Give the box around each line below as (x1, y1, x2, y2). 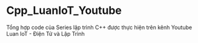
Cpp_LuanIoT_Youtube (6, 4, 122, 18)
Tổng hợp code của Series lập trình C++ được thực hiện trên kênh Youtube (6, 24, 193, 31)
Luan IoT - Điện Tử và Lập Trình (6, 30, 85, 37)
